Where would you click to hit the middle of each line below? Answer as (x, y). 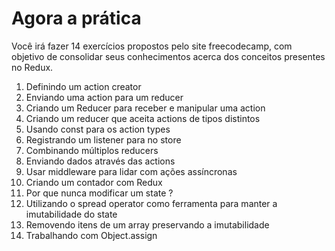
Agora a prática (76, 18)
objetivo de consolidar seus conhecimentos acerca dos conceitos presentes (168, 56)
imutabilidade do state (71, 214)
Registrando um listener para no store (103, 139)
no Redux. (32, 67)
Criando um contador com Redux (94, 182)
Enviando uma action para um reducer (104, 97)
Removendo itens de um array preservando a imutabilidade (147, 224)
